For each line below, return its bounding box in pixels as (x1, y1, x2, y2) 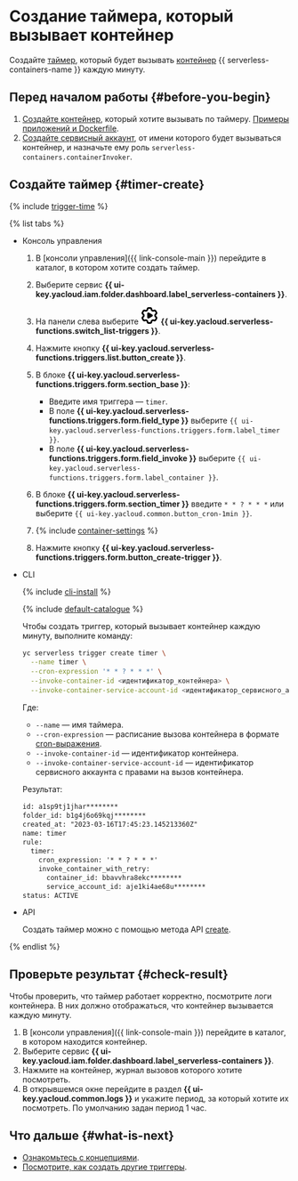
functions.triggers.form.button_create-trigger (35, 552, 211, 562)
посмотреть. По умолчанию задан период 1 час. (21, 1102, 207, 1113)
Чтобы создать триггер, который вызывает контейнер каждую (21, 620, 261, 631)
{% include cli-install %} (21, 586, 111, 597)
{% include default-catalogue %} (21, 603, 144, 614)
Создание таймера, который (9, 6, 234, 27)
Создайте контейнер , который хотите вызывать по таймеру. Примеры (21, 113, 290, 124)
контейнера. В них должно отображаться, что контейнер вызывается (9, 999, 274, 1011)
